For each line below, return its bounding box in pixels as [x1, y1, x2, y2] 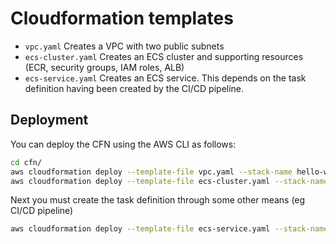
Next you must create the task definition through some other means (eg [10, 194, 306, 206]
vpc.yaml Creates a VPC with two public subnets [24, 40, 225, 52]
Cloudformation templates [10, 7, 234, 30]
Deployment [10, 112, 89, 129]
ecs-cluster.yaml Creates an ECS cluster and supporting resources [24, 50, 304, 62]
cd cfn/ [10, 157, 43, 167]
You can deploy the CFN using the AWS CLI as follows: [10, 138, 237, 150]
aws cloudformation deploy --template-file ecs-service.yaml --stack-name [10, 224, 329, 234]
